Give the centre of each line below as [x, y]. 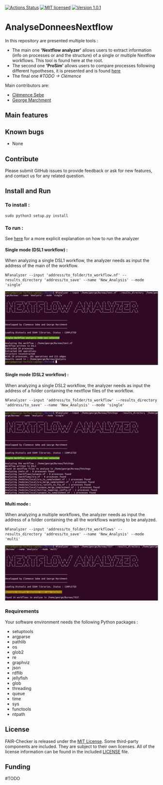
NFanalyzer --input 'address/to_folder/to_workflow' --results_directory [81, 400]
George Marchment [32, 100]
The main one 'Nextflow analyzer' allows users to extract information [82, 50]
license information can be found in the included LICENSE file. [67, 751]
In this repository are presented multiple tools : [52, 40]
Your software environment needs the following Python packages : [72, 622]
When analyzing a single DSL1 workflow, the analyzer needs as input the [77, 261]
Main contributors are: [27, 85]
